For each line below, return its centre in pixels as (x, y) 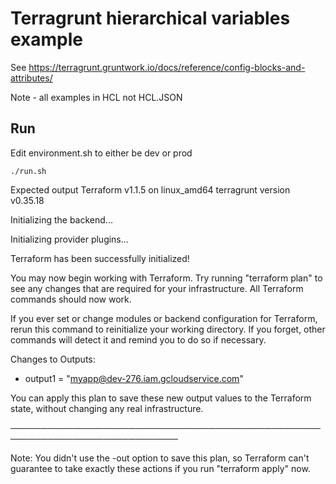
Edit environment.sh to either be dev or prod (101, 153)
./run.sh (28, 171)
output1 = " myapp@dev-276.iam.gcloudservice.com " (134, 378)
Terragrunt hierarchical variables (150, 18)
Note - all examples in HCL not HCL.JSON (96, 97)
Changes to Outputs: (53, 359)
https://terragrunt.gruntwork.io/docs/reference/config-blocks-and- (167, 67)
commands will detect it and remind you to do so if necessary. (138, 339)
